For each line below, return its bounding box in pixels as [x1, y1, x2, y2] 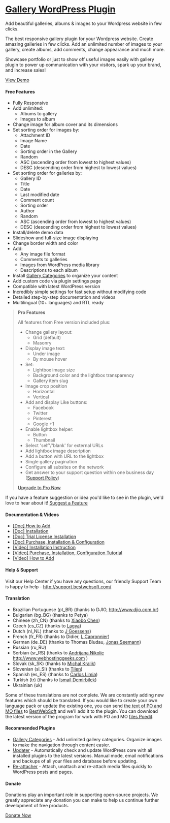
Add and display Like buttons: [25, 399, 88, 405]
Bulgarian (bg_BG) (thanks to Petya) [12, 612, 88, 618]
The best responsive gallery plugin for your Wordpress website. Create [5, 36, 154, 42]
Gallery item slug [32, 377, 69, 384]
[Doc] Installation [12, 528, 49, 534]
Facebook [32, 405, 54, 411]
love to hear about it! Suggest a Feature [5, 500, 88, 506]
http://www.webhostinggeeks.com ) [12, 655, 88, 661]
